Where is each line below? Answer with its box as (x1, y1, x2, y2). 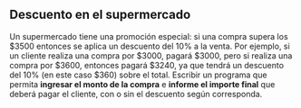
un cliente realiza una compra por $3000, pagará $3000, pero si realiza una (9, 49, 293, 61)
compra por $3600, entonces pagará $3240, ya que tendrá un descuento (9, 59, 284, 70)
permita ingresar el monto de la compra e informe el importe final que (9, 78, 276, 89)
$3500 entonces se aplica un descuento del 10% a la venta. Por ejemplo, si (9, 40, 290, 51)
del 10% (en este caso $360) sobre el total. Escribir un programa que (9, 69, 267, 80)
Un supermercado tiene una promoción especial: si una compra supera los (9, 31, 288, 41)
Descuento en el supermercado (9, 7, 191, 22)
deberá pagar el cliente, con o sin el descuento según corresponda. (9, 88, 263, 99)
